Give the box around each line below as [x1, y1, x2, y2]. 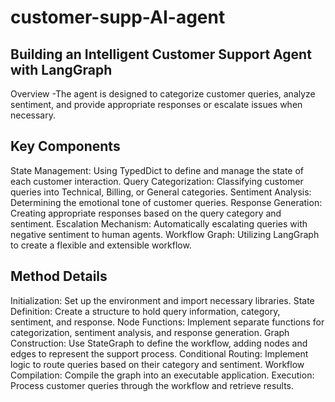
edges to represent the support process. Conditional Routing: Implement [10, 347, 309, 360]
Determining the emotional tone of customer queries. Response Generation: [10, 196, 323, 208]
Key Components [10, 138, 121, 155]
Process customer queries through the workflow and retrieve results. [10, 379, 295, 391]
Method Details [10, 268, 108, 285]
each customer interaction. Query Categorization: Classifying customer [10, 175, 304, 187]
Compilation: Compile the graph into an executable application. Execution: [10, 369, 315, 381]
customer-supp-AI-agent [10, 6, 226, 29]
